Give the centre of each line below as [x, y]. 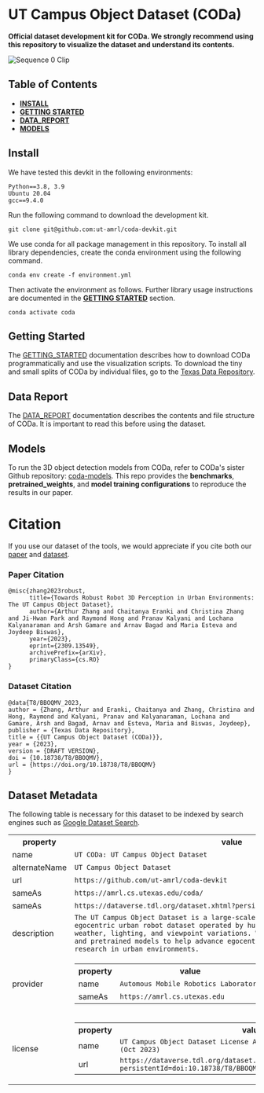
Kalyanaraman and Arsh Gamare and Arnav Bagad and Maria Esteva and [123, 625]
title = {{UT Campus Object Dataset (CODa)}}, [86, 737]
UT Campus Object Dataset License [184, 1042]
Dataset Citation [40, 687]
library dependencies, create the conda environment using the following [125, 252]
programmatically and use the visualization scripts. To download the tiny [125, 364]
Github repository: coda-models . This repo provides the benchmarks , [121, 476]
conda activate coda [42, 312]
